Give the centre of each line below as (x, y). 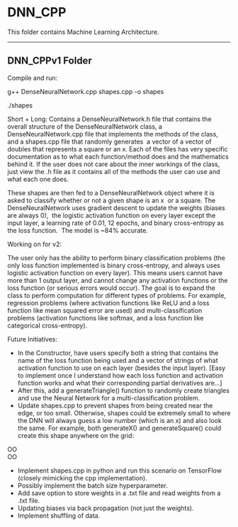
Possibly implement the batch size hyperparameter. (92, 485)
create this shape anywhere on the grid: (76, 435)
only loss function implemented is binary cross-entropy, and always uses (114, 265)
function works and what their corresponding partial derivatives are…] (120, 383)
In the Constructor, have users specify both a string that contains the (118, 353)
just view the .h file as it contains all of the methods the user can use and (114, 171)
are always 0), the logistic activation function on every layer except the (112, 215)
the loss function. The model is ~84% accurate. (78, 230)
